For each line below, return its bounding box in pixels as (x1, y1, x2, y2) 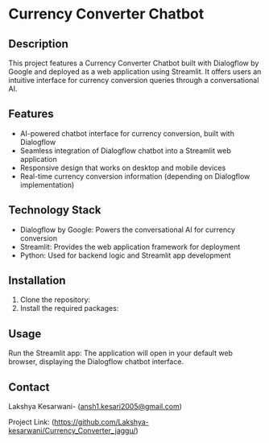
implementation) (19, 180, 75, 189)
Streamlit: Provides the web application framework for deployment (19, 242, 241, 251)
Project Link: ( (8, 417, 55, 427)
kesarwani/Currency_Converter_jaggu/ (8, 426, 136, 436)
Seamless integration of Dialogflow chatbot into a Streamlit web (19, 146, 232, 155)
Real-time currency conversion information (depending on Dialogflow (19, 171, 250, 181)
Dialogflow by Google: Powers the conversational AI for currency (19, 225, 236, 234)
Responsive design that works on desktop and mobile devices (19, 163, 226, 172)
